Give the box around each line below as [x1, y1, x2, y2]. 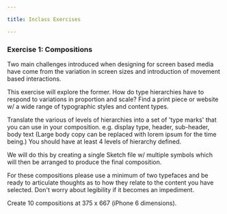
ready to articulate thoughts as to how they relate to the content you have [7, 178, 214, 187]
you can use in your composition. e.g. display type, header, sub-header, [7, 122, 210, 131]
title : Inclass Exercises [7, 16, 81, 23]
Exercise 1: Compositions [7, 44, 93, 54]
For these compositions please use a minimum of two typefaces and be [7, 171, 209, 179]
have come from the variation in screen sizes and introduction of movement [7, 67, 221, 75]
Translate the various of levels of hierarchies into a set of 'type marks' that [7, 116, 217, 124]
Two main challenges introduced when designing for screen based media [7, 59, 214, 68]
